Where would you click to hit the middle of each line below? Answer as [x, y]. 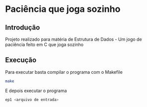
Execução [21, 60]
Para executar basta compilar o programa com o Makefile [64, 72]
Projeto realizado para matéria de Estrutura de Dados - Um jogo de [74, 39]
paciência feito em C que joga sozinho [44, 45]
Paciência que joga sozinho [63, 9]
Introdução [23, 27]
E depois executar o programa [36, 91]
